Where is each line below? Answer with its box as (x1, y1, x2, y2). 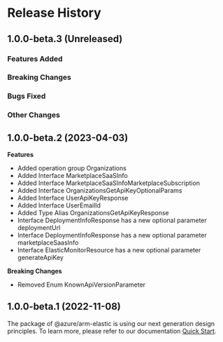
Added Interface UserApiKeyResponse (17, 194, 129, 203)
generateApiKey (17, 254, 64, 262)
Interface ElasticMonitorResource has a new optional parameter (17, 246, 201, 254)
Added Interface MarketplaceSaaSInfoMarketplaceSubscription (17, 179, 201, 187)
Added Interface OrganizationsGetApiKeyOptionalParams (17, 186, 182, 195)
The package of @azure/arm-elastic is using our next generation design (7, 319, 215, 327)
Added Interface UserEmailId (17, 201, 101, 210)
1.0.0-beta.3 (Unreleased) (7, 33, 123, 45)
